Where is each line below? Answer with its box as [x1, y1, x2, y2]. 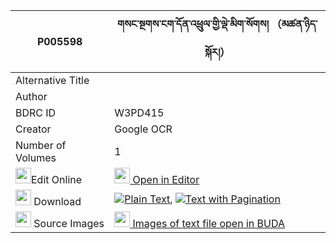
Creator [15, 122, 52, 136]
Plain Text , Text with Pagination [124, 192, 281, 206]
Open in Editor [132, 173, 200, 186]
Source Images [33, 217, 105, 230]
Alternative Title [15, 74, 90, 87]
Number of [15, 139, 67, 152]
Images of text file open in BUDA [132, 217, 285, 230]
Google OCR [114, 122, 173, 136]
